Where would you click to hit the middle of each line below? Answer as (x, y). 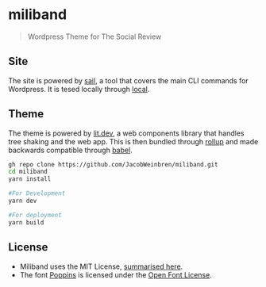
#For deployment (35, 215)
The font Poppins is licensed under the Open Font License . (116, 274)
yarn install (30, 179)
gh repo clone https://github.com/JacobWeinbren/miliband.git (113, 164)
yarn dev (23, 201)
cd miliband (28, 172)
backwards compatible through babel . (70, 150)
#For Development (37, 193)
